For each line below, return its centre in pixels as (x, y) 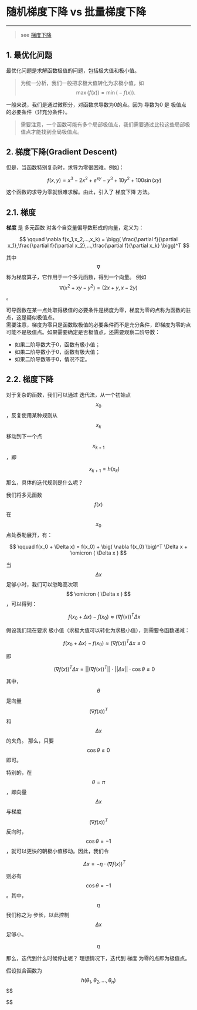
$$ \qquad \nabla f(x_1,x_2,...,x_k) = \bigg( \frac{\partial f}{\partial (98, 239)
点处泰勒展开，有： (29, 535)
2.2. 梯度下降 (30, 379)
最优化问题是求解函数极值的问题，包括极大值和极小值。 (73, 70)
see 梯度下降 (36, 35)
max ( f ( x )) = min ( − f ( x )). (106, 92)
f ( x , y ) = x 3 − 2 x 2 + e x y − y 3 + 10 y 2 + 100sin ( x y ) (104, 180)
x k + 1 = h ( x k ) (104, 469)
